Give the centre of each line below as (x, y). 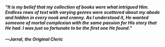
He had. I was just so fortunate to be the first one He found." (69, 28)
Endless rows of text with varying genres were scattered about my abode (82, 12)
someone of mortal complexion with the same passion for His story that (81, 23)
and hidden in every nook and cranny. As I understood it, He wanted (77, 17)
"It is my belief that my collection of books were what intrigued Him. (77, 7)
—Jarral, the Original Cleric (34, 39)
